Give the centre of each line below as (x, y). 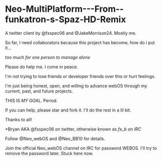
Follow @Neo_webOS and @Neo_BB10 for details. (55, 138)
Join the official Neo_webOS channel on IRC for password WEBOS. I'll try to (81, 148)
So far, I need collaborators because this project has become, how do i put (80, 42)
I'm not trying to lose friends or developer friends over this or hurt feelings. (80, 76)
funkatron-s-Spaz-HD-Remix (65, 19)
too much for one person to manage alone (48, 57)
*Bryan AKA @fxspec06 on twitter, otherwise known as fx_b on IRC (73, 129)
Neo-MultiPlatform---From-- (64, 9)
